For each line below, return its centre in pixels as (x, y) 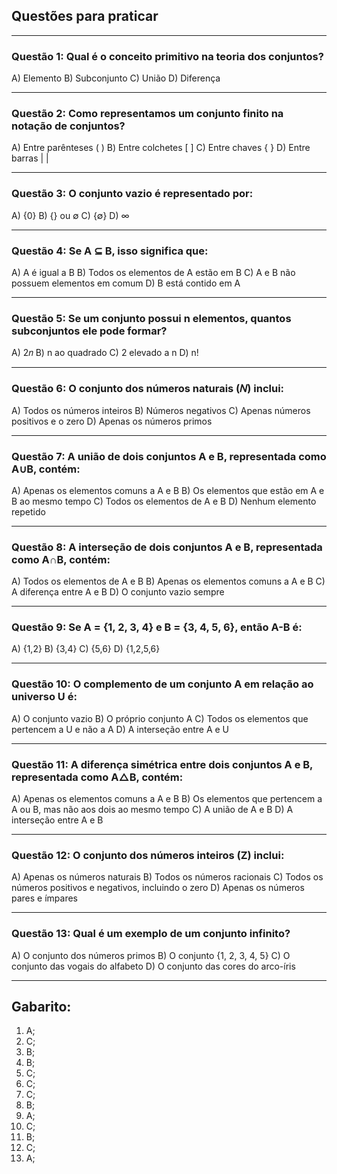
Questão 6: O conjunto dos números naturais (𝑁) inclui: (148, 389)
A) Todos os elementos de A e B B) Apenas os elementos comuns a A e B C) (168, 581)
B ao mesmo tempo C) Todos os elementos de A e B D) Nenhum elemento (164, 501)
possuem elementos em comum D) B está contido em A (126, 283)
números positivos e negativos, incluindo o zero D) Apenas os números (158, 888)
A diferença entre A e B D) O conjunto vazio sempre (118, 592)
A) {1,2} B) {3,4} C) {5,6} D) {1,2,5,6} (86, 649)
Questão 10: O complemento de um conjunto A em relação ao (162, 684)
